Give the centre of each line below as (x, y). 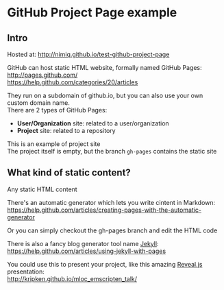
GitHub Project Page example (92, 13)
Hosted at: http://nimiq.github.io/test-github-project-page (88, 54)
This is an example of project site (54, 144)
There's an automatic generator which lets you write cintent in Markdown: (111, 202)
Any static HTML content (42, 189)
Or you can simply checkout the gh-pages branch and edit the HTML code (112, 230)
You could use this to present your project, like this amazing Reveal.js (105, 264)
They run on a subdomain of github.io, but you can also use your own (105, 95)
